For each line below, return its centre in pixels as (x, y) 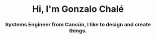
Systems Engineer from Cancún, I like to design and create (78, 25)
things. (78, 31)
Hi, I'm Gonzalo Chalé (78, 9)
